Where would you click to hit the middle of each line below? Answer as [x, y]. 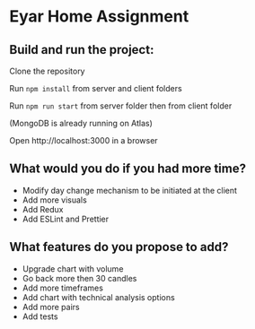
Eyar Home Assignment [99, 17]
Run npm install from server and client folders [96, 88]
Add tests [40, 316]
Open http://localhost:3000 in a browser [84, 140]
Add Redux [43, 209]
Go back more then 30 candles [79, 278]
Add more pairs [51, 307]
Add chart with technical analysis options [98, 297]
